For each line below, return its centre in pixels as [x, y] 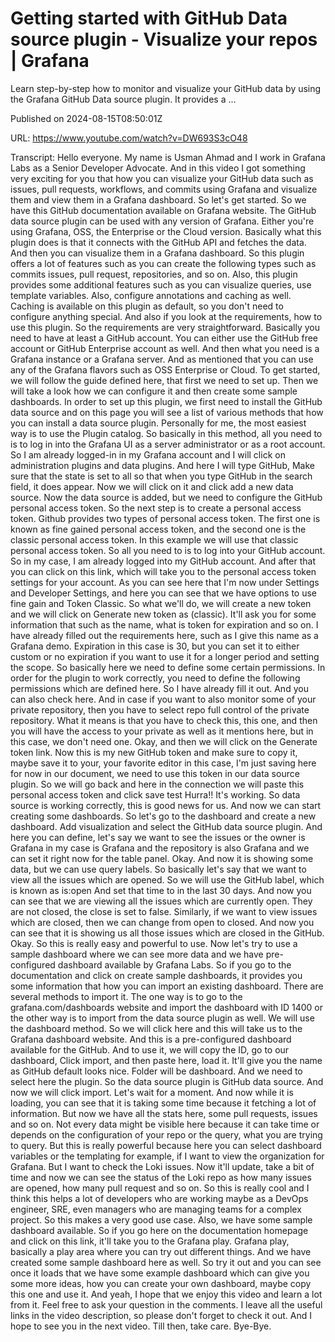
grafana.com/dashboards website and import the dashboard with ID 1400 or [166, 1007]
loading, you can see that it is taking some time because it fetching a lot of [163, 1103]
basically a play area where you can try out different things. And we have [161, 1251]
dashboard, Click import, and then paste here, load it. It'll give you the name [166, 1060]
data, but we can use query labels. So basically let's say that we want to [158, 869]
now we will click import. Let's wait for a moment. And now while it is [152, 1092]
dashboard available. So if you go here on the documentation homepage [159, 1230]
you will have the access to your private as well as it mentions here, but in [162, 731]
